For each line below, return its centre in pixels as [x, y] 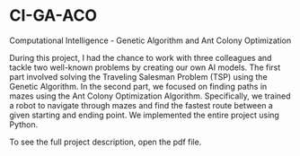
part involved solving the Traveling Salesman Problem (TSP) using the [138, 76]
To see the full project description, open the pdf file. [106, 142]
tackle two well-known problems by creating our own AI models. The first [145, 67]
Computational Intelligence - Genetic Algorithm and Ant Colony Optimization [150, 40]
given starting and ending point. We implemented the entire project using [145, 115]
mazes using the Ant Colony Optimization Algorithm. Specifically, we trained [150, 96]
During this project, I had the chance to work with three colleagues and [141, 57]
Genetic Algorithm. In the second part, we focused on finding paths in [138, 86]
